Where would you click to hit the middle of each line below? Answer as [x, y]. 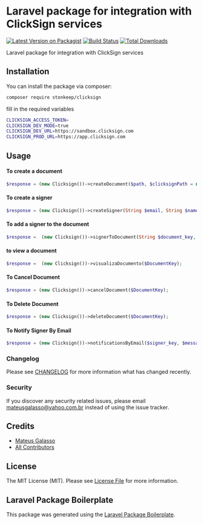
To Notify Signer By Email [39, 330]
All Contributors [34, 447]
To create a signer [29, 197]
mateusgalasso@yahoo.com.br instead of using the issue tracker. [88, 407]
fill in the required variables [40, 109]
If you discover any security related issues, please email [76, 400]
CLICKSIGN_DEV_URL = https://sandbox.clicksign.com [70, 131]
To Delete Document [32, 303]
